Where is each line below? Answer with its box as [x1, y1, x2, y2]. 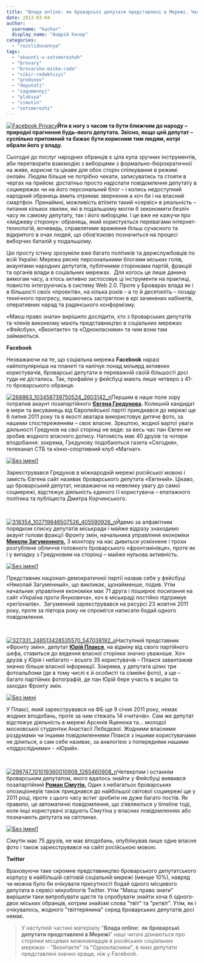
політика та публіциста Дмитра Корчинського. [6, 495, 127, 502]
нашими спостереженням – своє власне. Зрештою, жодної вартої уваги [6, 419, 193, 426]
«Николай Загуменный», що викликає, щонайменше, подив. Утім [6, 580, 175, 588]
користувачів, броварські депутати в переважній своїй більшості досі [6, 369, 188, 376]
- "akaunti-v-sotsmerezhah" [12, 54, 83, 60]
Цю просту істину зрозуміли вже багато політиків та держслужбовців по [6, 249, 195, 256]
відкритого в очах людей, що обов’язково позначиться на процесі [6, 231, 178, 238]
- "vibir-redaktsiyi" [12, 71, 67, 77]
